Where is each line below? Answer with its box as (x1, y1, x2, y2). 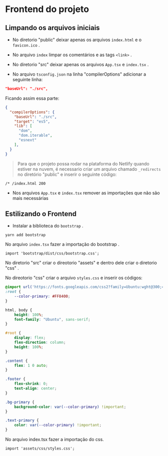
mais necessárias (12, 195, 48, 201)
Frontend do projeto (5, 4, 89, 15)
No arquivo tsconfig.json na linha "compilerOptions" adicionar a (12, 71, 146, 77)
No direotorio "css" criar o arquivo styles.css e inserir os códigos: (5, 275, 142, 281)
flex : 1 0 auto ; (14, 363, 48, 368)
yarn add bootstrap (5, 233, 46, 238)
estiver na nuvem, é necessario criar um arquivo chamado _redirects (17, 166, 161, 172)
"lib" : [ (14, 124, 32, 129)
